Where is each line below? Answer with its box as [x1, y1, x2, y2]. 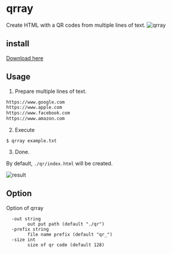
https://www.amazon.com [6, 115, 65, 122]
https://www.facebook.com [6, 110, 70, 116]
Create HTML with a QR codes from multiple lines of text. [6, 21, 146, 29]
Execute [14, 127, 35, 134]
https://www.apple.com [6, 105, 62, 111]
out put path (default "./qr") [27, 221, 105, 227]
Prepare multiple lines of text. [14, 87, 87, 95]
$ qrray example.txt [6, 138, 58, 144]
